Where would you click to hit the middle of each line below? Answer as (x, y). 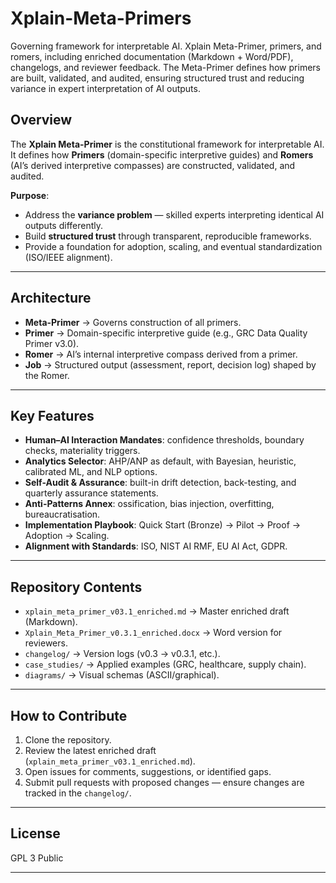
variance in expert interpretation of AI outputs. (105, 88)
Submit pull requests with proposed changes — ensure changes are (164, 782)
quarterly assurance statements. (91, 493)
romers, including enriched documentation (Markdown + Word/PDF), (152, 56)
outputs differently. (63, 225)
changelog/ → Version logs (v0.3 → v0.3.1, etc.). (122, 654)
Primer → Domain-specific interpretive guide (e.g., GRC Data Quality (166, 333)
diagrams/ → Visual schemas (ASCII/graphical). (122, 675)
